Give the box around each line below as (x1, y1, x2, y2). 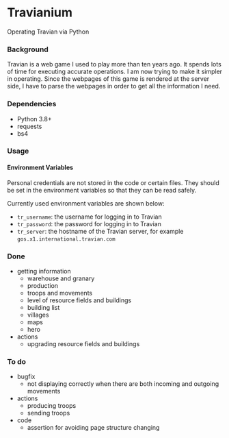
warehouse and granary (27, 274, 95, 282)
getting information (16, 267, 71, 275)
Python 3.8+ (16, 114, 53, 123)
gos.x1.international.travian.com (16, 235, 116, 243)
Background (7, 45, 49, 54)
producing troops (27, 402, 77, 410)
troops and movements (27, 289, 93, 297)
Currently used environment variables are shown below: (7, 199, 165, 207)
